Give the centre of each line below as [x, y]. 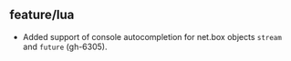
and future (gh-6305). [65, 46]
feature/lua [42, 15]
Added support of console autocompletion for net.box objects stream [152, 36]
